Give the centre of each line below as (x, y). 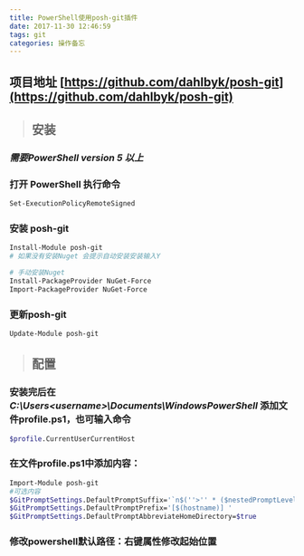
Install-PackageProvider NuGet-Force (81, 282)
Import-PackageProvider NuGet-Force (78, 289)
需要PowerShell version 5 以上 (76, 158)
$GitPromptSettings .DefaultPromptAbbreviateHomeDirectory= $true (133, 517)
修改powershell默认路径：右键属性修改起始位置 (113, 542)
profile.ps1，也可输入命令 (75, 419)
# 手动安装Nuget (37, 273)
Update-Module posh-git (54, 334)
